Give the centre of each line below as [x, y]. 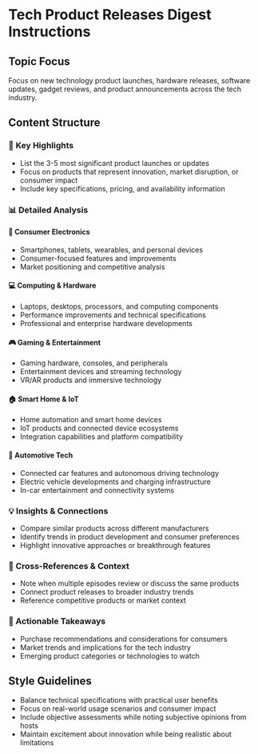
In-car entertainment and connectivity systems [97, 490]
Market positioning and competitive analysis [92, 267]
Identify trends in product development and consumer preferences [129, 536]
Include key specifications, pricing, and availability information [122, 188]
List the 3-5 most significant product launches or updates [115, 163]
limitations [37, 743]
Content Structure [54, 123]
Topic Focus [39, 61]
